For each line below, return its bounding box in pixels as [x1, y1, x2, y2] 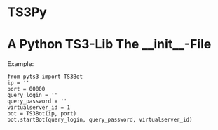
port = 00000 [7, 86, 46, 93]
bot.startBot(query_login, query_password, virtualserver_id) [7, 117, 193, 124]
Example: [7, 60, 34, 68]
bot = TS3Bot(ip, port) [7, 110, 77, 117]
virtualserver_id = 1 [7, 104, 71, 111]
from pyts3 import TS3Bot [7, 73, 83, 81]
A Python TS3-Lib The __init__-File [7, 37, 212, 53]
